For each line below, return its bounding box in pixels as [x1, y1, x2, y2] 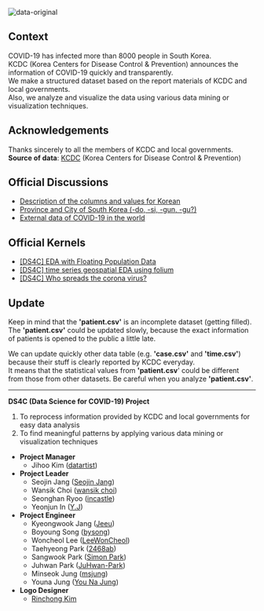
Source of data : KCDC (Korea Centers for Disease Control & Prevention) [8, 153, 241, 163]
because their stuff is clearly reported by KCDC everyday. [8, 357, 195, 367]
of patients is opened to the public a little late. [8, 334, 156, 343]
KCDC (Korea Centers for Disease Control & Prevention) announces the [8, 59, 239, 68]
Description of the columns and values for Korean [19, 196, 181, 206]
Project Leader [19, 469, 69, 478]
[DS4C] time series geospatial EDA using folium [19, 265, 174, 275]
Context [8, 30, 49, 43]
